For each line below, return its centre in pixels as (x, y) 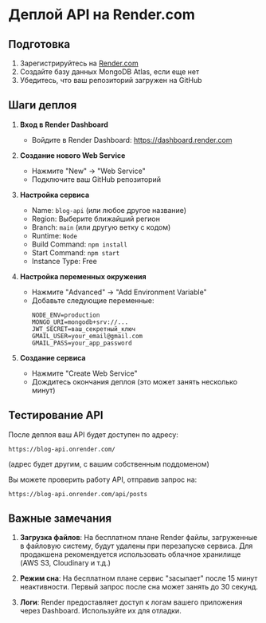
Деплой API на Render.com (102, 15)
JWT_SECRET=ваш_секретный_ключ (84, 329)
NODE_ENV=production (66, 315)
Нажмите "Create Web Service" (84, 373)
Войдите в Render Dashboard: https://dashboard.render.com (132, 140)
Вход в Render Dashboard (64, 124)
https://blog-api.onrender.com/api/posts (78, 494)
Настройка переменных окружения (83, 276)
